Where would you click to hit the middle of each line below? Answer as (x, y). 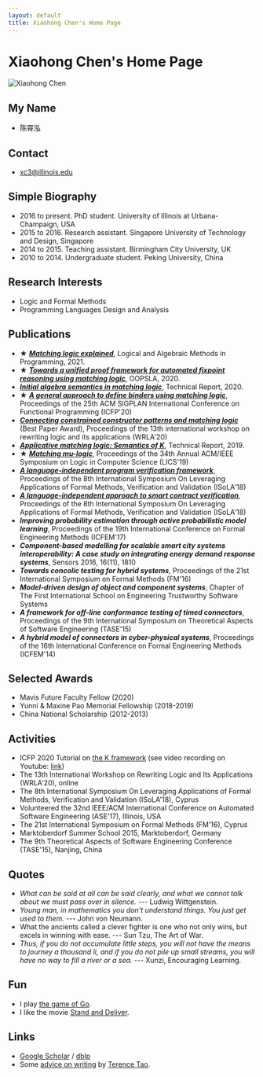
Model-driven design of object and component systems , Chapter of (132, 587)
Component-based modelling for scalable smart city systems (122, 545)
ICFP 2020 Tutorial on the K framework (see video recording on (122, 758)
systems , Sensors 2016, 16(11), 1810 (77, 562)
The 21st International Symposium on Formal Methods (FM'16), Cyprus (133, 825)
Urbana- (205, 215)
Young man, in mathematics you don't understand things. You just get (133, 910)
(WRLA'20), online (49, 783)
